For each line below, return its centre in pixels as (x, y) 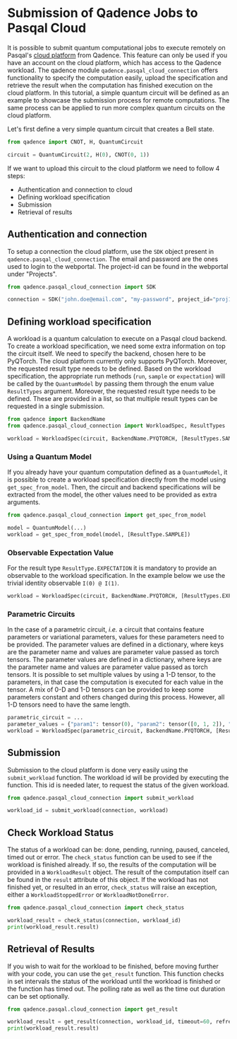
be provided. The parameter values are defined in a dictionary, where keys (116, 644)
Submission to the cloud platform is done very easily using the (98, 770)
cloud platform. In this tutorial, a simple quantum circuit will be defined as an (118, 93)
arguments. (24, 502)
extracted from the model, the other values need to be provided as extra (112, 494)
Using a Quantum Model (49, 456)
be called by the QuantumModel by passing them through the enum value (111, 384)
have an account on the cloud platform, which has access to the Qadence (115, 62)
